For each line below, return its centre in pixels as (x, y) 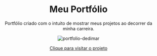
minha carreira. (78, 28)
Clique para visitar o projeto (78, 48)
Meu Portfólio (78, 9)
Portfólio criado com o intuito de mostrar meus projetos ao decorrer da (78, 23)
